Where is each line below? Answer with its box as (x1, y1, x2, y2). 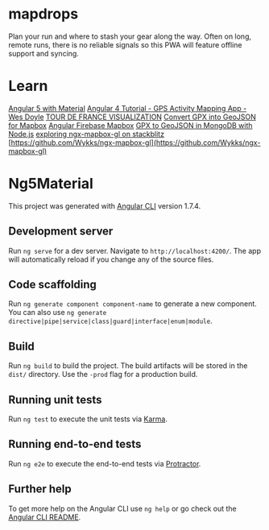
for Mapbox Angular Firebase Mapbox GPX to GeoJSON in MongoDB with (8, 120, 253, 130)
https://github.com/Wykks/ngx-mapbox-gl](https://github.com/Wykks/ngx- (10, 138, 261, 147)
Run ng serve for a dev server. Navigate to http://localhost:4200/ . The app (8, 246, 262, 255)
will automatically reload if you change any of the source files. (8, 255, 214, 264)
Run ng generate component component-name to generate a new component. (8, 299, 258, 308)
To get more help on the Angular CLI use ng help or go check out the (8, 503, 237, 513)
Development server (8, 225, 114, 238)
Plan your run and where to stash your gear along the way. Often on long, (8, 31, 252, 41)
